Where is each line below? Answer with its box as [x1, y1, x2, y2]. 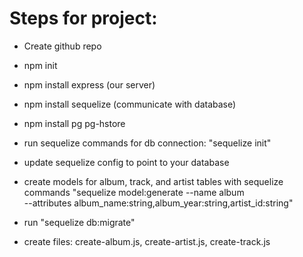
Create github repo [23, 40, 102, 52]
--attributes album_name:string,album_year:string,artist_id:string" [23, 197, 294, 209]
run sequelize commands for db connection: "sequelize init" [23, 137, 272, 149]
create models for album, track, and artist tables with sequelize [23, 175, 284, 187]
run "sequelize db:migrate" [23, 216, 136, 228]
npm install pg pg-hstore [23, 117, 126, 129]
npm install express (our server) [23, 78, 156, 91]
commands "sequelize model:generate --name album [23, 186, 245, 198]
